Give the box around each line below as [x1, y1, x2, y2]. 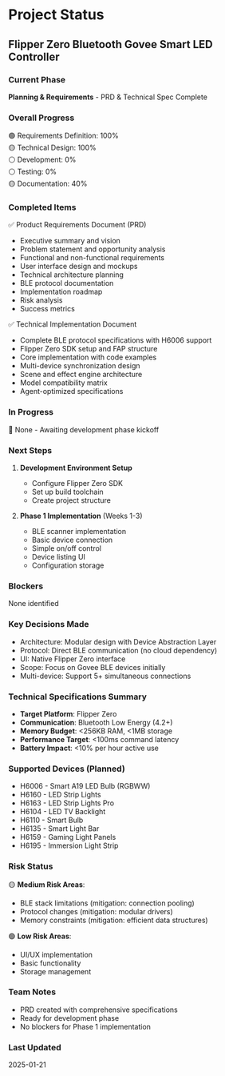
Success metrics [19, 304, 76, 314]
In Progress [8, 407, 54, 418]
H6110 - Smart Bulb [19, 815, 84, 825]
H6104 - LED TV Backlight [19, 807, 106, 817]
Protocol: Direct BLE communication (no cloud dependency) [19, 645, 218, 655]
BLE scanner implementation [31, 527, 126, 536]
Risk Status [8, 861, 53, 872]
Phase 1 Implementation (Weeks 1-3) [19, 511, 143, 521]
